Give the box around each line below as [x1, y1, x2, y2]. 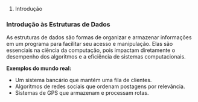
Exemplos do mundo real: [6, 65, 71, 72]
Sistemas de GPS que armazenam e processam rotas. [14, 89, 149, 97]
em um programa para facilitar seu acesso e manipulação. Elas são [6, 40, 173, 48]
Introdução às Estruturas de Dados [6, 20, 110, 28]
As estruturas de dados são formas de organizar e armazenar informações [6, 34, 192, 41]
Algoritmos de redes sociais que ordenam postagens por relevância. [14, 83, 185, 90]
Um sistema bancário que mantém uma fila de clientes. [14, 77, 152, 84]
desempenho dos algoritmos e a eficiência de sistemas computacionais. [6, 53, 186, 60]
